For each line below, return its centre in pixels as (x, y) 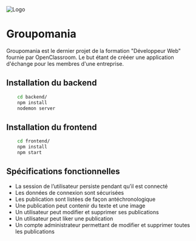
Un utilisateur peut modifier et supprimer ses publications (87, 212)
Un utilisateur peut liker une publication (64, 218)
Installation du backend (52, 83)
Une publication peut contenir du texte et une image (80, 205)
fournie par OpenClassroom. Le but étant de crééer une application (90, 57)
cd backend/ (32, 97)
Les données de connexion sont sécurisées (69, 192)
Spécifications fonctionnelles (63, 171)
